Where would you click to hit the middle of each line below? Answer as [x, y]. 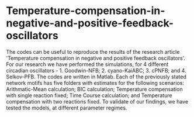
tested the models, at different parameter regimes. [67, 108]
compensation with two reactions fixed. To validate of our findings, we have [97, 101]
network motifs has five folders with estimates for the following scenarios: [95, 82]
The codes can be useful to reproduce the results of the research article [93, 51]
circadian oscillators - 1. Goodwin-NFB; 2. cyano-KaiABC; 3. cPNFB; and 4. [96, 70]
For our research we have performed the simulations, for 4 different [87, 64]
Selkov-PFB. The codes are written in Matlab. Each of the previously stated [96, 77]
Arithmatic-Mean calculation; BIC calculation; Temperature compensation [94, 89]
